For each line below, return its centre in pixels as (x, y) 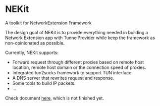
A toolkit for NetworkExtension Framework (48, 23)
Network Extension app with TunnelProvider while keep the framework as (80, 38)
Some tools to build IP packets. (44, 83)
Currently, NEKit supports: (32, 53)
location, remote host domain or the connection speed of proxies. (79, 67)
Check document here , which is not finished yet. (54, 98)
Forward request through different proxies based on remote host (78, 62)
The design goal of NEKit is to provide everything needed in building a (77, 32)
